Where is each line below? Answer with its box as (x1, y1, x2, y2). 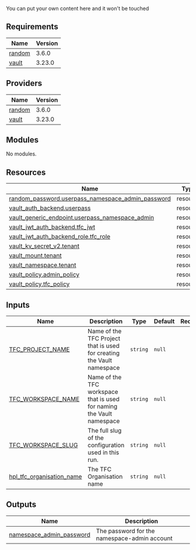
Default (153, 317, 175, 326)
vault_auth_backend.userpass (9, 204, 91, 212)
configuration (87, 441, 125, 449)
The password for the (96, 527, 155, 535)
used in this (87, 448, 120, 456)
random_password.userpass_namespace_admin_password (9, 195, 171, 203)
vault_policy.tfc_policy (9, 280, 70, 288)
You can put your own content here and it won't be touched (6, 5, 149, 12)
